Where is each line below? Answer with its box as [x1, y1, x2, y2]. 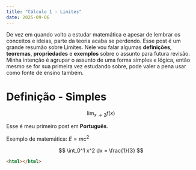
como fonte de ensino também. [6, 69, 84, 76]
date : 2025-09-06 [6, 14, 50, 20]
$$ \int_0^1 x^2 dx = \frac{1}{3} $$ [58, 147, 144, 154]
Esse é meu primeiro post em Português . [6, 123, 108, 130]
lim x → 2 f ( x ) [87, 110, 115, 119]
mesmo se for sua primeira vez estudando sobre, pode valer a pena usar [6, 62, 186, 69]
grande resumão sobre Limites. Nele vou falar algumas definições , [6, 43, 172, 51]
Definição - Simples [6, 90, 107, 104]
